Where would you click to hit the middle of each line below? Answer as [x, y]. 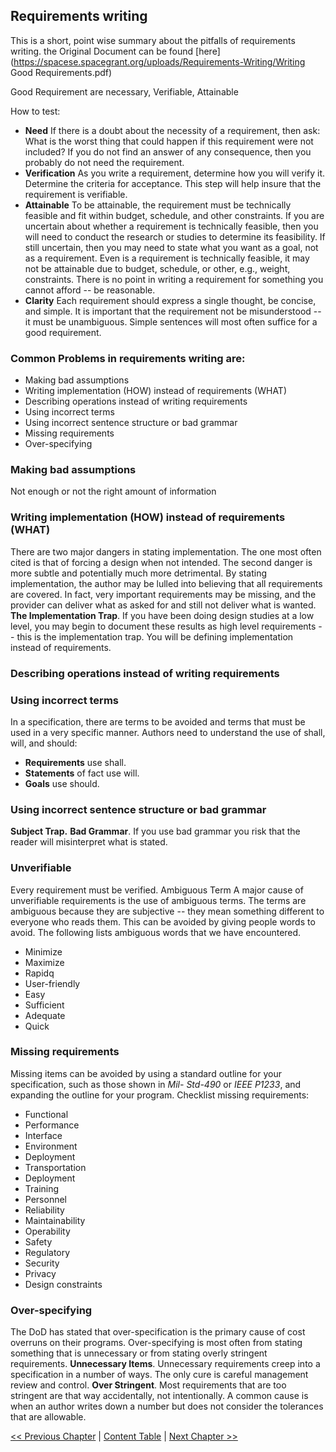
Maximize [44, 962]
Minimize [43, 951]
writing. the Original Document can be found [102, 51]
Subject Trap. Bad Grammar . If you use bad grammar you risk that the [155, 831]
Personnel [45, 1199]
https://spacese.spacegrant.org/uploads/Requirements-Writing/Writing [159, 61]
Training [42, 1188]
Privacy [40, 1273]
